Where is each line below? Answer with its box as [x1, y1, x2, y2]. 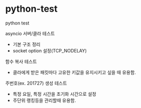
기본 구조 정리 [12, 41, 41, 47]
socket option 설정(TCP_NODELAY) [12, 47, 87, 53]
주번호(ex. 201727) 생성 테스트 [5, 80, 68, 86]
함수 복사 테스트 [5, 58, 37, 64]
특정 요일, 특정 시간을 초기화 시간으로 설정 [12, 91, 96, 97]
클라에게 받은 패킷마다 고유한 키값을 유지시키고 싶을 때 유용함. [12, 69, 136, 75]
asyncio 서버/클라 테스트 [5, 30, 55, 36]
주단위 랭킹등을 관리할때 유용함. [12, 97, 76, 103]
